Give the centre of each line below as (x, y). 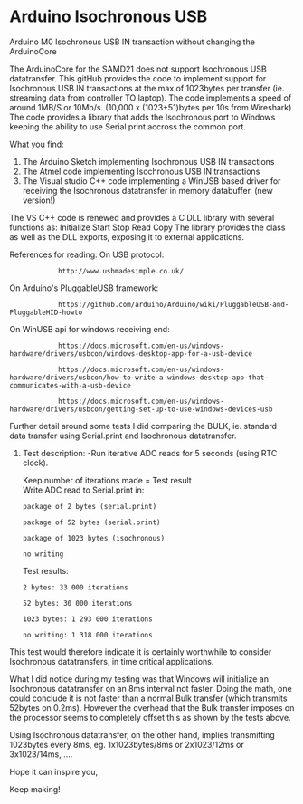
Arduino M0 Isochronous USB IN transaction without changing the (133, 42)
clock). (35, 463)
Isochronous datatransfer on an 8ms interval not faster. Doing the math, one (151, 688)
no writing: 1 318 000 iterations (87, 635)
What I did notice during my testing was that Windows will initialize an (139, 679)
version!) (39, 200)
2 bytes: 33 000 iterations (75, 587)
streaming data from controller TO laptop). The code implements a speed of (151, 98)
